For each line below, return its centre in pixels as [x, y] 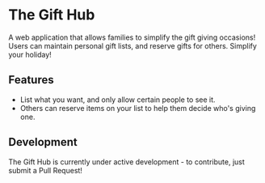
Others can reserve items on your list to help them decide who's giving [138, 108]
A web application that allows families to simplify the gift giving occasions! [132, 37]
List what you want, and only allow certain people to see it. [118, 100]
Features [31, 80]
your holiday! [30, 54]
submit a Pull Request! [46, 170]
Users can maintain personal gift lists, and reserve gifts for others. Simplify [132, 45]
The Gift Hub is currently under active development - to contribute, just [126, 162]
